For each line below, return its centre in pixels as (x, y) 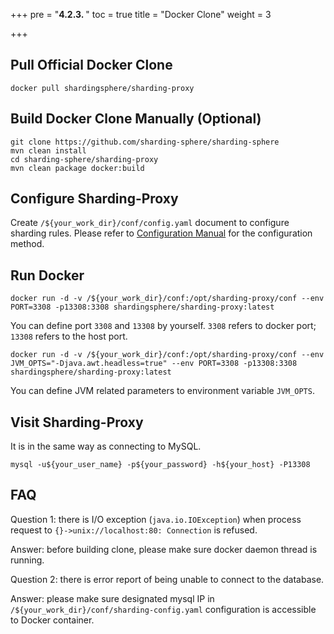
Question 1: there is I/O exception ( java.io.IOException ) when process (156, 519)
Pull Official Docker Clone (91, 65)
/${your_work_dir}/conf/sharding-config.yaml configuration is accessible (163, 609)
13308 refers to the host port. (69, 336)
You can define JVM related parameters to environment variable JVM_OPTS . (162, 391)
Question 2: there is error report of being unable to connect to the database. (167, 579)
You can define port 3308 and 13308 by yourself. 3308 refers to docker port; (163, 326)
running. (27, 560)
